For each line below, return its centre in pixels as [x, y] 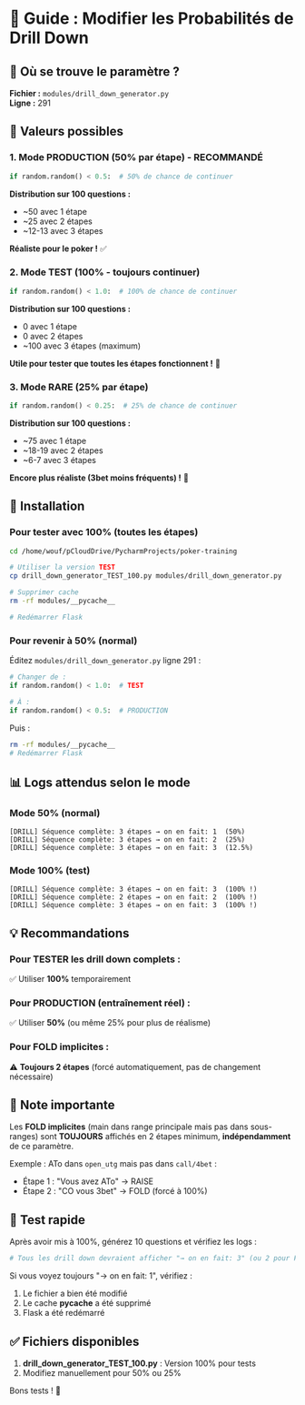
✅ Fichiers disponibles [74, 1341]
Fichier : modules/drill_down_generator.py [89, 93]
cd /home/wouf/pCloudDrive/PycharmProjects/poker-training [123, 551]
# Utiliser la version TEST [63, 568]
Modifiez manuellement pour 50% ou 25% [102, 1372]
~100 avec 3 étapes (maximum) [82, 346]
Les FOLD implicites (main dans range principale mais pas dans [129, 1127]
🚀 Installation [47, 506]
